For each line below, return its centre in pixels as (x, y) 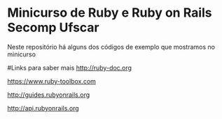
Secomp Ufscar (53, 27)
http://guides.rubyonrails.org (49, 95)
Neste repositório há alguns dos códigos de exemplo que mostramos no (111, 47)
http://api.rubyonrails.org (43, 108)
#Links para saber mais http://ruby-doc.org (69, 68)
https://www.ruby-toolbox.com (52, 81)
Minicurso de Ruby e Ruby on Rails (110, 13)
